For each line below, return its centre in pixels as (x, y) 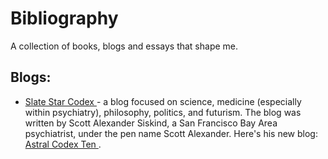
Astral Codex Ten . (63, 144)
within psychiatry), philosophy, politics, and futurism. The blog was (163, 112)
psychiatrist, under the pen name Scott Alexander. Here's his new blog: (171, 133)
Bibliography (64, 18)
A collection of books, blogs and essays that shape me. (124, 46)
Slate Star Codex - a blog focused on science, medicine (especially (163, 101)
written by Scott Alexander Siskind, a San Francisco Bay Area (151, 123)
